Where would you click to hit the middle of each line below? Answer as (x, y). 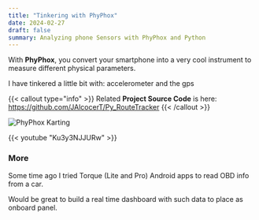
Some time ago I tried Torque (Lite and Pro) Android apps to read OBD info (129, 175)
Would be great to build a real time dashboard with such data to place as (126, 199)
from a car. (26, 184)
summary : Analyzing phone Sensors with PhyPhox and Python (107, 37)
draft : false (30, 30)
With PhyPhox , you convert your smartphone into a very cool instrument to (130, 60)
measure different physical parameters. (72, 69)
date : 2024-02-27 (37, 23)
